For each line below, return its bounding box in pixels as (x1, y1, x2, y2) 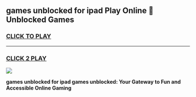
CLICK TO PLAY (6, 33, 51, 41)
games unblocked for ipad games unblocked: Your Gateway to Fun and (6, 78, 181, 85)
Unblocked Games (6, 15, 75, 25)
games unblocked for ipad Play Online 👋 (6, 6, 154, 16)
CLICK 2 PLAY (6, 54, 47, 62)
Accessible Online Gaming (6, 84, 72, 91)
